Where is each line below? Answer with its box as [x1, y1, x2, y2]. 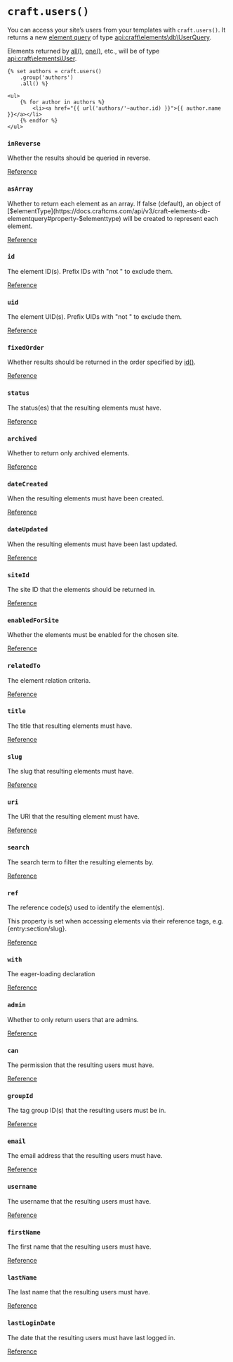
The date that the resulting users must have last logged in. [7, 1333, 175, 1342]
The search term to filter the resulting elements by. [7, 857, 154, 866]
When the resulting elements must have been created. [7, 494, 164, 503]
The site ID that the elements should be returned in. [7, 585, 157, 593]
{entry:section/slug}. [7, 924, 67, 933]
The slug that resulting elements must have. [7, 767, 134, 776]
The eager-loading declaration [7, 970, 95, 978]
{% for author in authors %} [20, 99, 105, 106]
